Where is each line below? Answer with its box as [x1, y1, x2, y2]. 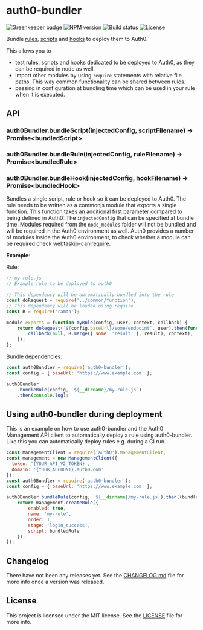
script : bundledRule [28, 528, 80, 534]
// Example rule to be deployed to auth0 [6, 281, 112, 287]
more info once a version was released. [6, 578, 105, 586]
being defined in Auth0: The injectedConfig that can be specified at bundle [6, 214, 195, 222]
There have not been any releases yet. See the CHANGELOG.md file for [6, 572, 184, 579]
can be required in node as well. [14, 65, 95, 72]
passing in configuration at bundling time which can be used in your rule [14, 84, 195, 91]
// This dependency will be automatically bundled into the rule [6, 292, 174, 298]
